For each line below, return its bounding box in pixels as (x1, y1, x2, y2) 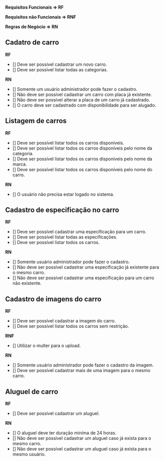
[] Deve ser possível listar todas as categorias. (12, 66, 108, 72)
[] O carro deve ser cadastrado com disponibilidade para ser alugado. (12, 102, 156, 108)
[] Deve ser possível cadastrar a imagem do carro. (12, 318, 116, 324)
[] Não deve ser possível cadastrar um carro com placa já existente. (12, 91, 152, 97)
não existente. (12, 280, 42, 286)
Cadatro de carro (5, 38, 59, 47)
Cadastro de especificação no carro (5, 206, 119, 214)
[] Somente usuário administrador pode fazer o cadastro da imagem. (12, 362, 154, 368)
